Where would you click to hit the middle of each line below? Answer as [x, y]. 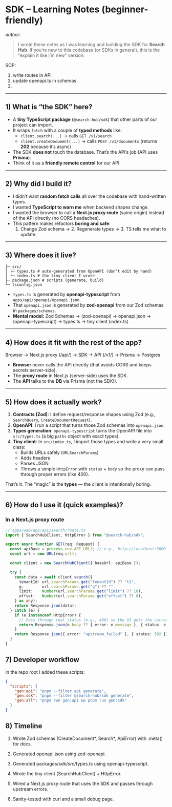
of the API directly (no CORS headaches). [56, 218]
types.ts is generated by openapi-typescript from [66, 294]
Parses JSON [34, 463]
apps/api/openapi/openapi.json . [47, 300]
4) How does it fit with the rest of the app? [74, 343]
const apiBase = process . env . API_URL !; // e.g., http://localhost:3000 [88, 549]
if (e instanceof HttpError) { [48, 615]
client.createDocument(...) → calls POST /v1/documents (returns [89, 141]
